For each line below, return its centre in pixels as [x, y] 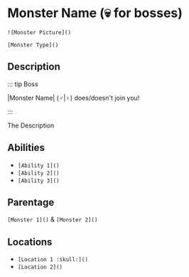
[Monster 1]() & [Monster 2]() [53, 219]
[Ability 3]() [38, 181]
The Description [31, 125]
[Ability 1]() [38, 165]
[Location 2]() [40, 267]
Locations [30, 242]
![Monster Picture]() [39, 32]
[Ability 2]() [38, 173]
